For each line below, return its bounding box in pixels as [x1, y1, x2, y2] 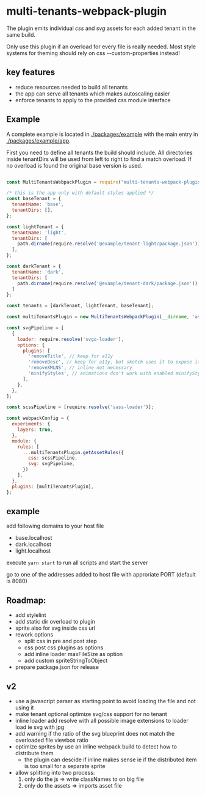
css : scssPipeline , [28, 455, 78, 461]
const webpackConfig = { [6, 415, 70, 422]
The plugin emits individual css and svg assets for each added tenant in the [6, 24, 196, 32]
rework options [15, 631, 54, 638]
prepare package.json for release [15, 663, 99, 671]
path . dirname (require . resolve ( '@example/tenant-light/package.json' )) [17, 241, 201, 247]
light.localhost [15, 547, 51, 554]
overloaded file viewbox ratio [15, 736, 88, 744]
